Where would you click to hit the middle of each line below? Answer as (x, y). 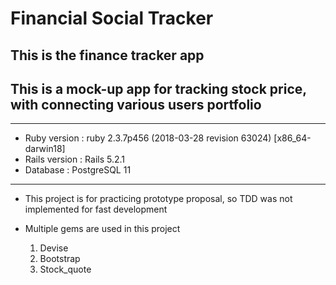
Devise (54, 248)
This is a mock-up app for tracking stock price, (158, 88)
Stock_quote (65, 269)
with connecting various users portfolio (136, 104)
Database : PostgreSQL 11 (78, 170)
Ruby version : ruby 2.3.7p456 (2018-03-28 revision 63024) (148, 138)
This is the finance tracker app (107, 55)
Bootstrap (60, 259)
